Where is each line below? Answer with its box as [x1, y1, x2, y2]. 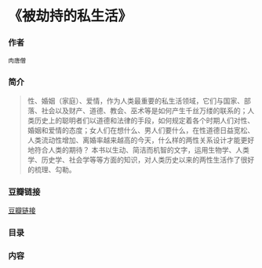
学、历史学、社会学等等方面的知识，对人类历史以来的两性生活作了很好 [27, 155, 255, 164]
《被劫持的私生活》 [8, 7, 133, 25]
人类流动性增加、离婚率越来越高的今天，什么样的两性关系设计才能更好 [27, 135, 255, 145]
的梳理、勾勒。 [27, 164, 76, 174]
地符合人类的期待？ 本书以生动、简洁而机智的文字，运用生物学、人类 [27, 145, 249, 154]
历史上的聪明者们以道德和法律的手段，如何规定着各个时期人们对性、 [34, 116, 255, 125]
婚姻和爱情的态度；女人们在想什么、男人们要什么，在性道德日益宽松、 [27, 125, 255, 134]
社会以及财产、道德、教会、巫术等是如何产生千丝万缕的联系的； [41, 105, 248, 115]
